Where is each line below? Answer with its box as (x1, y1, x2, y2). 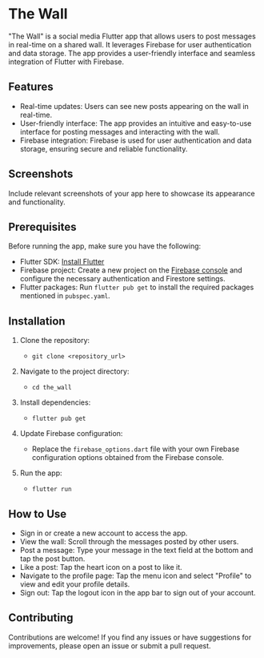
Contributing (8, 611, 74, 625)
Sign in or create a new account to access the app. (19, 528, 188, 538)
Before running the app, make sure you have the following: (8, 241, 202, 251)
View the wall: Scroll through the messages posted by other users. (19, 537, 239, 546)
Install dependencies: (19, 398, 91, 407)
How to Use (8, 507, 67, 521)
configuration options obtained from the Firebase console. (31, 453, 224, 462)
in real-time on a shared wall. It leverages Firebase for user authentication (8, 39, 252, 49)
